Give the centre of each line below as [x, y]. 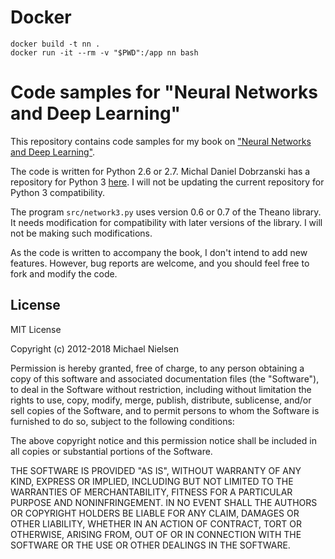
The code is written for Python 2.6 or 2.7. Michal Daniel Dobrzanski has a [160, 171]
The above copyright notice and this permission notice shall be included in [163, 440]
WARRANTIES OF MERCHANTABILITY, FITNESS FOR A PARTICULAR [151, 492]
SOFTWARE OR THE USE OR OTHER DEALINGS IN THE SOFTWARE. [150, 545]
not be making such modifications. [81, 233]
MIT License [36, 329]
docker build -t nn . [55, 44]
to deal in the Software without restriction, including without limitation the [161, 389]
